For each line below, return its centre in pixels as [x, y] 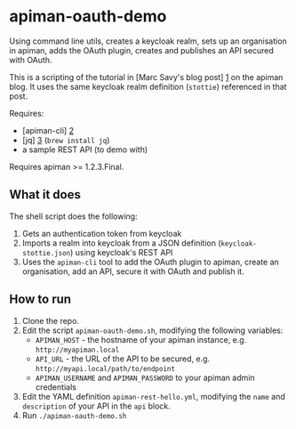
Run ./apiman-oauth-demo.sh [74, 415]
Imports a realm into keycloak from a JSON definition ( [121, 243]
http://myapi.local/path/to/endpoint [105, 368]
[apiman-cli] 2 [48, 130]
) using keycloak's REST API [121, 252]
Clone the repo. [51, 320]
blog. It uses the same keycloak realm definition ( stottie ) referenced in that [148, 86]
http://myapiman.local [77, 350]
